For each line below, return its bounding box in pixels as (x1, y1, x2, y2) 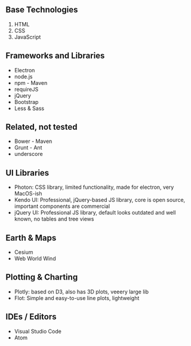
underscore (14, 151, 43, 158)
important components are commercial (14, 203, 110, 210)
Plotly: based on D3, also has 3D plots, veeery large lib (14, 288, 149, 295)
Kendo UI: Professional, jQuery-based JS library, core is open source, (14, 197, 186, 204)
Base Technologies (5, 5, 78, 15)
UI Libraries (5, 167, 50, 178)
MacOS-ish (14, 190, 42, 197)
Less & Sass (14, 105, 45, 112)
